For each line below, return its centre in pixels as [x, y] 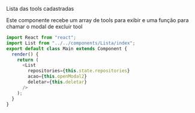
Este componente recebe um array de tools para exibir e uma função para [97, 20]
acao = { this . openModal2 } [57, 77]
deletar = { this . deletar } [57, 82]
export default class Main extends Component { [67, 48]
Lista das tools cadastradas [40, 9]
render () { [25, 54]
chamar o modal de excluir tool [44, 27]
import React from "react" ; [41, 38]
